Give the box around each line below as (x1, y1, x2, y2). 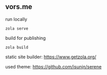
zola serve (5, 26, 29, 31)
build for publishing (5, 35, 46, 41)
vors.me (5, 3, 33, 11)
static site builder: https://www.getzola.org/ (5, 54, 97, 60)
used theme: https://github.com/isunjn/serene (5, 63, 102, 69)
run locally (5, 16, 28, 22)
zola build (5, 44, 29, 50)
